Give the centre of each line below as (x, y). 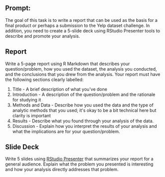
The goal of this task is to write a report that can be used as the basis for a (82, 20)
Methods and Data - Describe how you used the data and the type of (83, 105)
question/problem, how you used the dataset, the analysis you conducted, (81, 69)
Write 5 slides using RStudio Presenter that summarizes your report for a (79, 159)
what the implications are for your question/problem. (66, 131)
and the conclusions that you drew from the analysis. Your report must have (83, 74)
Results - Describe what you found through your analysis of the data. (83, 121)
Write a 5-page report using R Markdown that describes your (68, 64)
